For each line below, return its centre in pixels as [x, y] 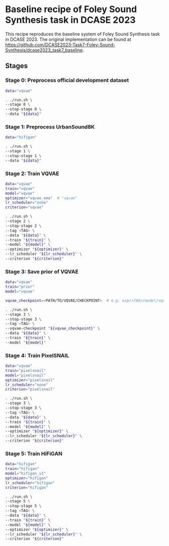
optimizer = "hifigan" [27, 478]
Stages [17, 66]
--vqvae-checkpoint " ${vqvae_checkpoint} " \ [53, 329]
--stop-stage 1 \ [23, 156]
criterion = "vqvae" [24, 207]
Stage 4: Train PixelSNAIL [37, 355]
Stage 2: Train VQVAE [32, 174]
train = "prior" [20, 287]
